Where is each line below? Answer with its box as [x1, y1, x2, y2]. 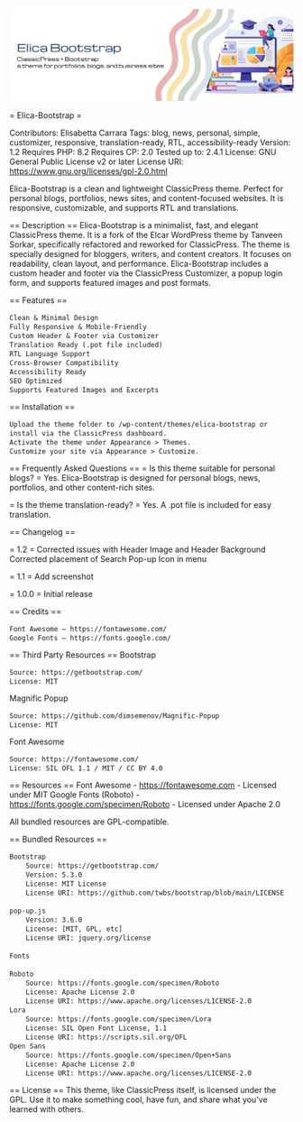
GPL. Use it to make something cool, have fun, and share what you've [9, 1094, 268, 1105]
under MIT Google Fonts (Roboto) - [9, 789, 140, 800]
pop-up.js [9, 906, 47, 915]
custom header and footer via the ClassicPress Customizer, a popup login [9, 267, 283, 279]
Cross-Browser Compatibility [9, 358, 119, 367]
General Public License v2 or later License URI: [9, 156, 184, 167]
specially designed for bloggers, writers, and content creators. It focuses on [9, 248, 292, 259]
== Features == [9, 294, 68, 306]
